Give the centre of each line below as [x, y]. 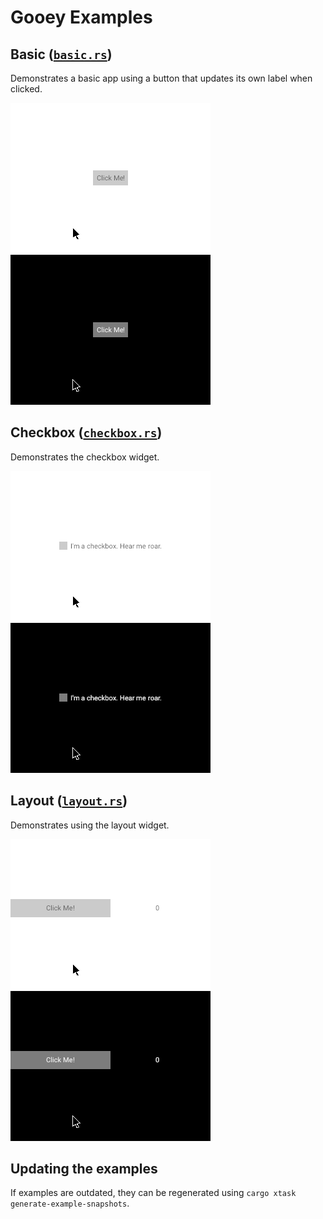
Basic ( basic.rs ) [61, 54]
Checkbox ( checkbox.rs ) [86, 432]
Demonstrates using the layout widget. [90, 825]
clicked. [26, 89]
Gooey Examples [81, 17]
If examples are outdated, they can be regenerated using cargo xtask [153, 1193]
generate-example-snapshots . [70, 1203]
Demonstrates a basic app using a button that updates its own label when [161, 78]
